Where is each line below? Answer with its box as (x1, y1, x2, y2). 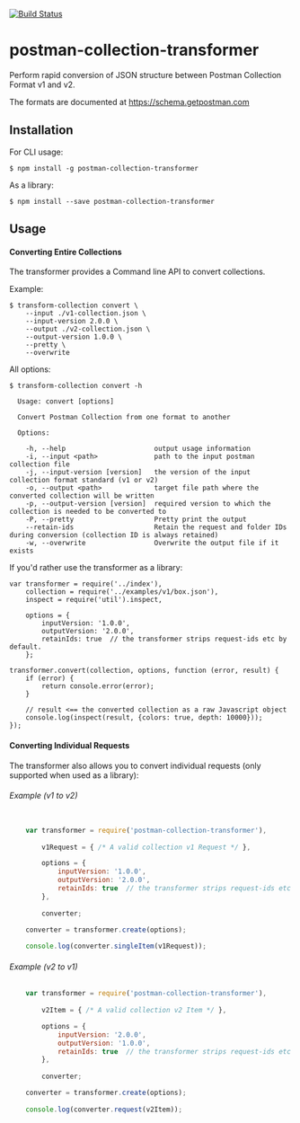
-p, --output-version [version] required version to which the (25, 500, 271, 508)
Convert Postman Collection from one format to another (17, 413, 231, 422)
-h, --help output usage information (25, 445, 251, 454)
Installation (9, 122, 74, 138)
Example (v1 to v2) (9, 791, 78, 801)
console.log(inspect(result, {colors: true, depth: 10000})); (25, 713, 263, 722)
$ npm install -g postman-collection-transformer (9, 164, 199, 172)
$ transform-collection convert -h (9, 382, 143, 391)
